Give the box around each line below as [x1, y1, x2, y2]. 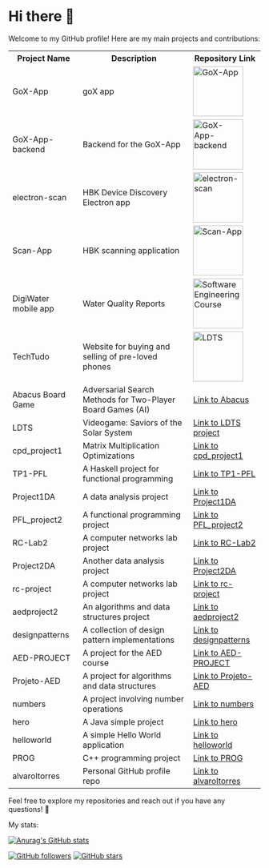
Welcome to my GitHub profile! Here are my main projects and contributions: [8, 34, 260, 43]
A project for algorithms [82, 670, 172, 681]
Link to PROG [193, 752, 243, 763]
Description [110, 52, 158, 63]
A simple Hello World [82, 729, 162, 740]
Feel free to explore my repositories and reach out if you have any [8, 796, 226, 806]
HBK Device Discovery [82, 187, 168, 198]
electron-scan [12, 191, 67, 203]
